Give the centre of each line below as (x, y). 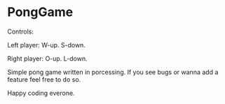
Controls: (20, 31)
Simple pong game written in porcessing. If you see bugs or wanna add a (113, 72)
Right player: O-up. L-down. (47, 58)
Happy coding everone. (41, 93)
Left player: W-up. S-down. (47, 45)
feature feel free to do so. (44, 79)
